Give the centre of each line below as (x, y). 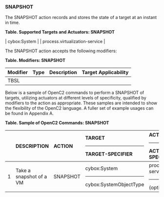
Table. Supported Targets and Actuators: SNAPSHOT (60, 32)
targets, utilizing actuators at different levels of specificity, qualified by (76, 98)
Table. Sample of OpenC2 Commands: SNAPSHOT (57, 123)
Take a (23, 170)
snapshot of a (31, 177)
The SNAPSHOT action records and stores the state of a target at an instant (81, 18)
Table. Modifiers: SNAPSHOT (35, 60)
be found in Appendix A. (29, 114)
